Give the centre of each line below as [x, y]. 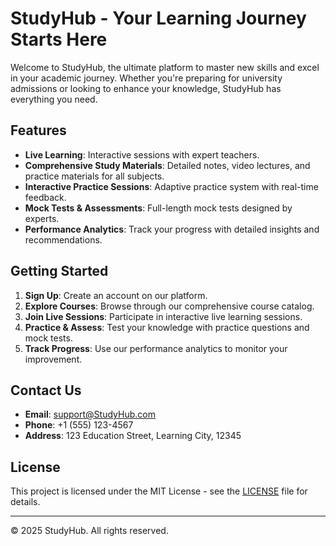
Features [38, 130]
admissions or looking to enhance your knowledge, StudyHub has [146, 88]
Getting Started [59, 271]
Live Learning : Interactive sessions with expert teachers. [142, 154]
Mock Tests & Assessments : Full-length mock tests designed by [158, 208]
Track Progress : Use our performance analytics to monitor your [156, 348]
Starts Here [59, 39]
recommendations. [63, 239]
